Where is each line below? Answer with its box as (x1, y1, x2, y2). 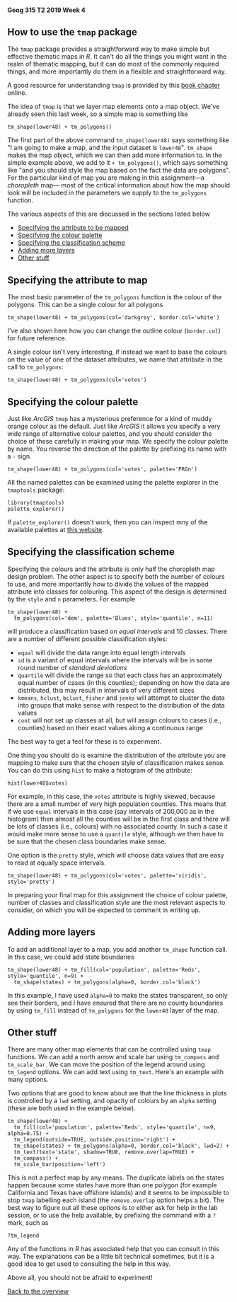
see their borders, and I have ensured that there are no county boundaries (7, 998, 224, 1007)
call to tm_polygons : (7, 363, 64, 371)
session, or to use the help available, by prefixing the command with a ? (7, 1211, 216, 1220)
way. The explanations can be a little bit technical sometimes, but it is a (7, 1252, 214, 1261)
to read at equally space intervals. (7, 858, 106, 867)
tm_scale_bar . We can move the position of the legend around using (7, 1060, 205, 1068)
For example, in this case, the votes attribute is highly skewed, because (7, 792, 216, 800)
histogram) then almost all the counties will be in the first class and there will (7, 814, 230, 823)
